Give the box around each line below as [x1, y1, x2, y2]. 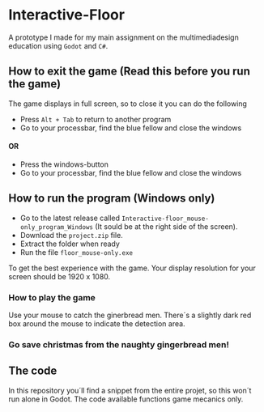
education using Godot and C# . [8, 40, 109, 50]
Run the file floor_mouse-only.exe [19, 247, 134, 257]
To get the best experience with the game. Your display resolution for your [8, 263, 257, 273]
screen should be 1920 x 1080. [8, 271, 111, 281]
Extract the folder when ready [19, 239, 120, 248]
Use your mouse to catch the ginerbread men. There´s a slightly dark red [8, 310, 252, 321]
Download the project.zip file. [19, 230, 123, 240]
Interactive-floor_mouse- [121, 214, 209, 223]
